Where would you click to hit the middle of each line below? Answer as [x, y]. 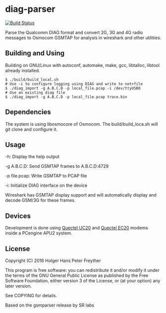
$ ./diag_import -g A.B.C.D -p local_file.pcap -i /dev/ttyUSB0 [73, 88]
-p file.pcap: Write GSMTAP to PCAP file [46, 176]
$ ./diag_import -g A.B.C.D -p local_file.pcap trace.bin [66, 97]
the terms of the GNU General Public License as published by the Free [77, 275]
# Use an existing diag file [35, 93]
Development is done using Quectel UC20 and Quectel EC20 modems [77, 228]
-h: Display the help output [32, 156]
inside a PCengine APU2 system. [39, 233]
